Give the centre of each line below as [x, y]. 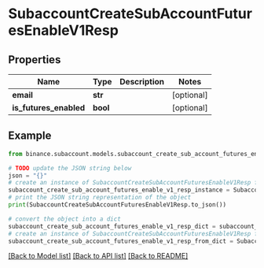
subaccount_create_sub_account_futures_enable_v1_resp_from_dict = [121, 241]
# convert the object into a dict [65, 219]
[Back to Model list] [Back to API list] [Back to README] [98, 256]
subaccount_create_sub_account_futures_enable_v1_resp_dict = [112, 226]
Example [30, 136]
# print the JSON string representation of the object [100, 198]
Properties [35, 60]
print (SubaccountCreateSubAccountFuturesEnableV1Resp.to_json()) [117, 205]
